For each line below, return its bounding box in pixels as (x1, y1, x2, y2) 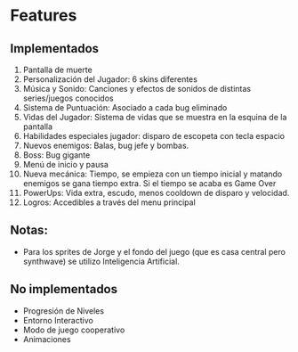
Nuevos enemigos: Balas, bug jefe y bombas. (22, 140, 189, 151)
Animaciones (22, 333, 71, 344)
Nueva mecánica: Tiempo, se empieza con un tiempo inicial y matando (22, 168, 283, 179)
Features (10, 5, 77, 26)
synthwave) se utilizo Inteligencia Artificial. (22, 256, 181, 266)
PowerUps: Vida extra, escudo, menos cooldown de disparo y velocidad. (22, 188, 290, 198)
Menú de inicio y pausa (22, 160, 109, 169)
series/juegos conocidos (22, 93, 114, 103)
